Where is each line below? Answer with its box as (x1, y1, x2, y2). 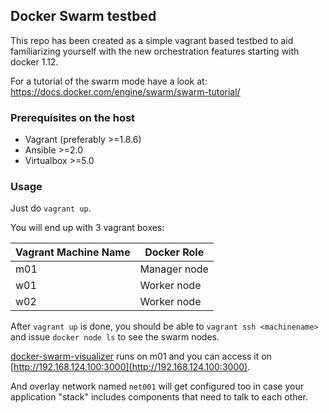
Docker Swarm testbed (10, 8, 157, 25)
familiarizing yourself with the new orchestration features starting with (10, 45, 300, 57)
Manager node (139, 262, 209, 276)
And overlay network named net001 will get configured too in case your (10, 380, 304, 393)
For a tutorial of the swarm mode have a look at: (10, 75, 208, 87)
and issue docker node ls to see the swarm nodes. (10, 331, 220, 343)
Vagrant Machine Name (15, 245, 131, 259)
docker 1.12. (10, 55, 59, 68)
